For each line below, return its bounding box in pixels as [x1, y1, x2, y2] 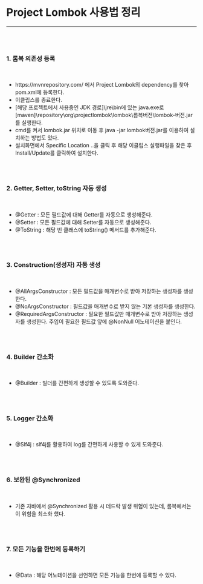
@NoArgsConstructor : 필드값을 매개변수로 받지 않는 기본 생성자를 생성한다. [14, 303, 196, 310]
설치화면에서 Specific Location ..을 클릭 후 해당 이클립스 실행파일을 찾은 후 [14, 142, 192, 149]
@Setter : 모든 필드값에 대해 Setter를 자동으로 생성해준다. [14, 218, 152, 226]
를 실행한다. [14, 119, 43, 126]
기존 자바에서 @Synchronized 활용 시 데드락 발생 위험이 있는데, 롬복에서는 [14, 502, 192, 509]
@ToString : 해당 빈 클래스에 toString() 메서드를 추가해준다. [14, 226, 156, 233]
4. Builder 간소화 [6, 352, 54, 361]
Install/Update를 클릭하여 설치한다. [14, 149, 98, 156]
